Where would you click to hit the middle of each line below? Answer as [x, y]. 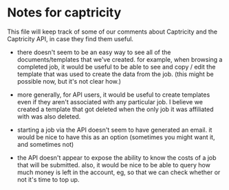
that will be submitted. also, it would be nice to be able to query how [114, 165]
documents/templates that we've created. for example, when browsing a [120, 59]
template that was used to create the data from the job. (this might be [116, 74]
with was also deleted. [49, 116]
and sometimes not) [45, 144]
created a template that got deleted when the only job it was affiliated [116, 109]
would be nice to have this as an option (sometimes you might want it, [116, 137]
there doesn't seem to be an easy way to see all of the [94, 52]
